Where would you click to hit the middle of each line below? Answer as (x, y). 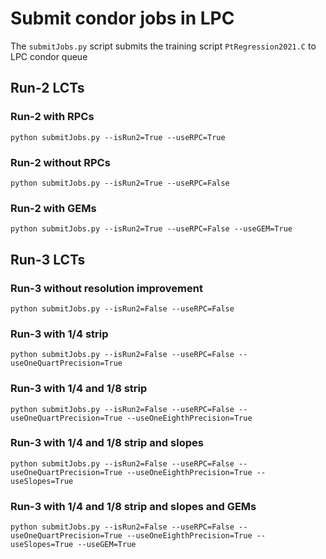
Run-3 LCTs (48, 259)
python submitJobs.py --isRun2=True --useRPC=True (118, 137)
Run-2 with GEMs (53, 208)
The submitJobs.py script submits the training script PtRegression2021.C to (163, 46)
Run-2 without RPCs (60, 162)
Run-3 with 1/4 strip (59, 334)
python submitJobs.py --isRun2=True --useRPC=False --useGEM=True (151, 229)
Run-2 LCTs (47, 88)
